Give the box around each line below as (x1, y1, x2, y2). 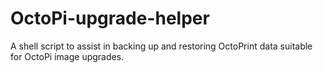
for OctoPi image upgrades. (10, 50, 125, 62)
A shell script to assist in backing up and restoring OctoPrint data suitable (10, 40, 313, 52)
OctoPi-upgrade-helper (10, 7, 210, 30)
